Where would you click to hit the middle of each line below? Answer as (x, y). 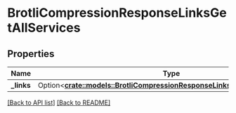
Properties (31, 54)
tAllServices (44, 28)
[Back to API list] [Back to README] (59, 102)
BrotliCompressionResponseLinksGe (117, 13)
